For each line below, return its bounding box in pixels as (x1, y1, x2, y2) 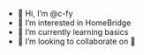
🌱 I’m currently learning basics (17, 27, 129, 37)
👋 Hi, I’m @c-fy (17, 9, 73, 18)
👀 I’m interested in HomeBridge (17, 17, 132, 28)
